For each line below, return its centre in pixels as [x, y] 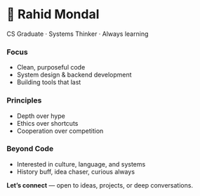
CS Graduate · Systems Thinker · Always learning [78, 34]
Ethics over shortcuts [47, 123]
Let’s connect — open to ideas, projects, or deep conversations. [100, 185]
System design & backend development [74, 75]
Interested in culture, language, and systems [81, 164]
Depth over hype [41, 116]
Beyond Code [30, 149]
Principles [24, 100]
